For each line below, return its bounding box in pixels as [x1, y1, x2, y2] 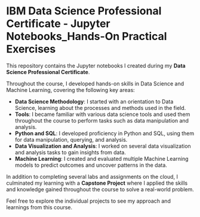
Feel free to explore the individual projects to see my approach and [6, 197, 171, 204]
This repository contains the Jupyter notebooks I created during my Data [6, 62, 186, 69]
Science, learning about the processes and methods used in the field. [14, 104, 186, 111]
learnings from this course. [6, 203, 73, 210]
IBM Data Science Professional [6, 4, 162, 18]
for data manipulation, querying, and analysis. [14, 136, 128, 143]
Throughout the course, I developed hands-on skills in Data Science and [6, 80, 184, 87]
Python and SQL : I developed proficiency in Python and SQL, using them [14, 130, 195, 137]
